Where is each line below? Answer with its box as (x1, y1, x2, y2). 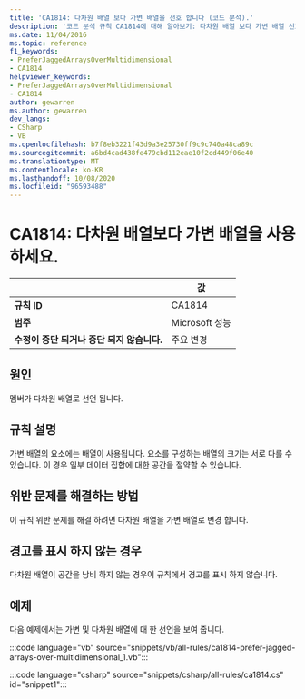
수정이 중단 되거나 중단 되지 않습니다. (14, 333, 163, 346)
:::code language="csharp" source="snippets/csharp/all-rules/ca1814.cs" (9, 669, 284, 681)
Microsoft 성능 (171, 317, 231, 330)
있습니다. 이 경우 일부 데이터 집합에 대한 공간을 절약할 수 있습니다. (9, 459, 242, 470)
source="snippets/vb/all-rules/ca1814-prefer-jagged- (95, 642, 296, 654)
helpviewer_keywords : (9, 73, 92, 82)
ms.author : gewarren (9, 106, 88, 115)
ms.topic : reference (9, 38, 88, 48)
